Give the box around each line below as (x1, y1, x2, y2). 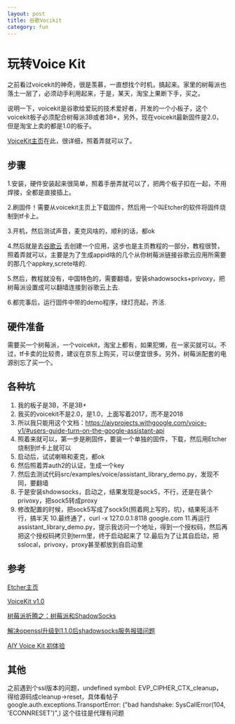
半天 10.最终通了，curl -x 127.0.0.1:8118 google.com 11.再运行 (36, 514, 210, 522)
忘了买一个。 (19, 358, 57, 367)
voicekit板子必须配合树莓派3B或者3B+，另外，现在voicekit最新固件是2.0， (7, 113, 223, 122)
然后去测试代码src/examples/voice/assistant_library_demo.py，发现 (17, 469, 213, 478)
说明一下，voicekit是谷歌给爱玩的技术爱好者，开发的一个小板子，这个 (7, 104, 208, 113)
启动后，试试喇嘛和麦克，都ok (17, 452, 105, 461)
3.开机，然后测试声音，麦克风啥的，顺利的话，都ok (7, 227, 156, 236)
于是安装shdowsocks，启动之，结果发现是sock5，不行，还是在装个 (17, 487, 213, 496)
